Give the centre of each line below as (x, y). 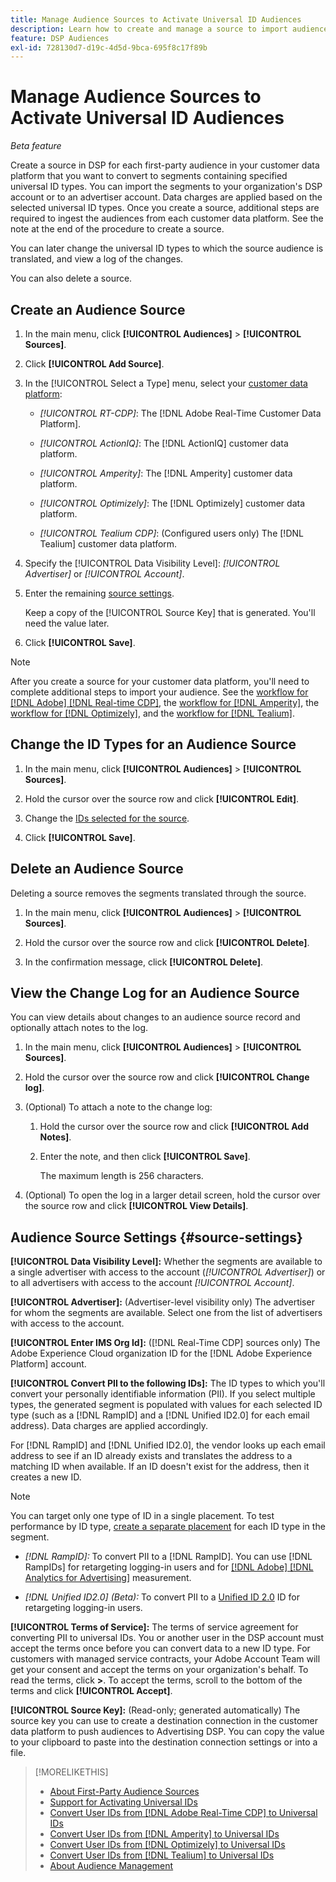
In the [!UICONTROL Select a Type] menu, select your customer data (166, 383)
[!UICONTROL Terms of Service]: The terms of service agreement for (154, 1627)
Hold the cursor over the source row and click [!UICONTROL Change (167, 1077)
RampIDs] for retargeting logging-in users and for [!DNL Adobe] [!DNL (169, 1567)
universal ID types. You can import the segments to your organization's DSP (166, 187)
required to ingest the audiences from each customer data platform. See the (167, 218)
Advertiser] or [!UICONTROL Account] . (104, 574)
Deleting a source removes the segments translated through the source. (158, 893)
